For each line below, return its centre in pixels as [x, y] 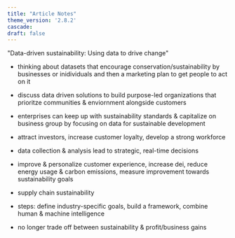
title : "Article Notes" [42, 14]
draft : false [26, 33]
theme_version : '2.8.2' [42, 20]
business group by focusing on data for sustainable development [111, 124]
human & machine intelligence [61, 213]
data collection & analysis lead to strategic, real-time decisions [108, 150]
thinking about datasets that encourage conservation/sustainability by [118, 66]
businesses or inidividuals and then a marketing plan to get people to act [122, 74]
